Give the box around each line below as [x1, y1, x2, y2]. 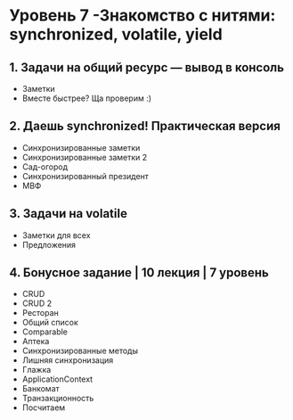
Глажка [21, 365, 52, 375]
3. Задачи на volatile [9, 206, 127, 221]
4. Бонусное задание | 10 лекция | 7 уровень [9, 265, 269, 281]
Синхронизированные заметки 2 [21, 152, 148, 162]
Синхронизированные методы [21, 345, 139, 357]
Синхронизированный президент [21, 170, 150, 181]
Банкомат [21, 383, 60, 394]
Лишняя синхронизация [21, 355, 114, 366]
